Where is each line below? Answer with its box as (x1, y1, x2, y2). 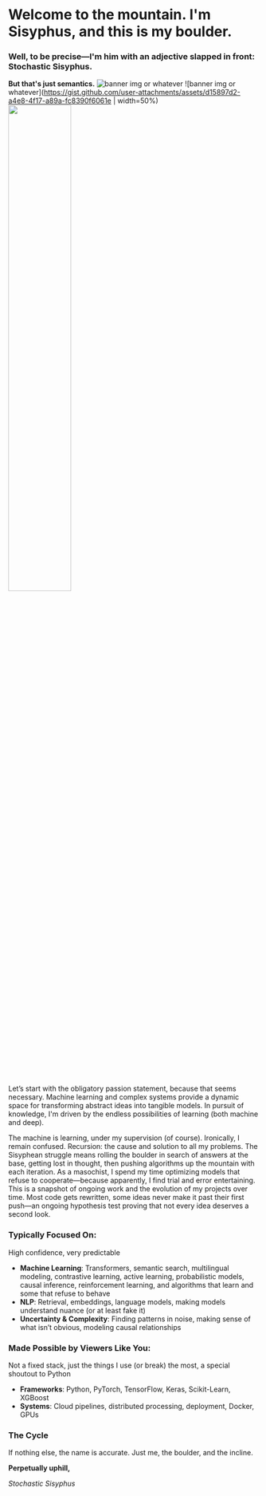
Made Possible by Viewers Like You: (8, 1342, 151, 1353)
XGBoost (19, 1393, 49, 1403)
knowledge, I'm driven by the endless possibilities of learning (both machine (8, 1109, 259, 1119)
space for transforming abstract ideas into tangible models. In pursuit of (8, 1101, 244, 1111)
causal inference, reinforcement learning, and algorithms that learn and (19, 1280, 254, 1289)
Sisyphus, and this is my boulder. (8, 22, 233, 41)
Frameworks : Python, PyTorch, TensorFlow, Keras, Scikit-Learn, (19, 1384, 231, 1394)
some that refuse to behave (19, 1289, 111, 1298)
